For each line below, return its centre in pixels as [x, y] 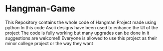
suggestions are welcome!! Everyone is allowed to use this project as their [81, 38]
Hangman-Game [40, 9]
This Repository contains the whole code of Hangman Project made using [81, 22]
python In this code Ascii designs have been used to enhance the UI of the [82, 27]
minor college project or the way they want [49, 43]
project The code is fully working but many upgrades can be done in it [77, 33]
